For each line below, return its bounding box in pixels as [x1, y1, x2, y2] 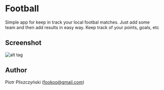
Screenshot [5, 39, 42, 47]
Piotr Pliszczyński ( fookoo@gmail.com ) [5, 79, 85, 85]
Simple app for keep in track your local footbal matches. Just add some [5, 19, 150, 25]
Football [5, 3, 39, 14]
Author [5, 66, 27, 74]
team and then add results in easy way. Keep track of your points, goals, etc [5, 24, 159, 30]
